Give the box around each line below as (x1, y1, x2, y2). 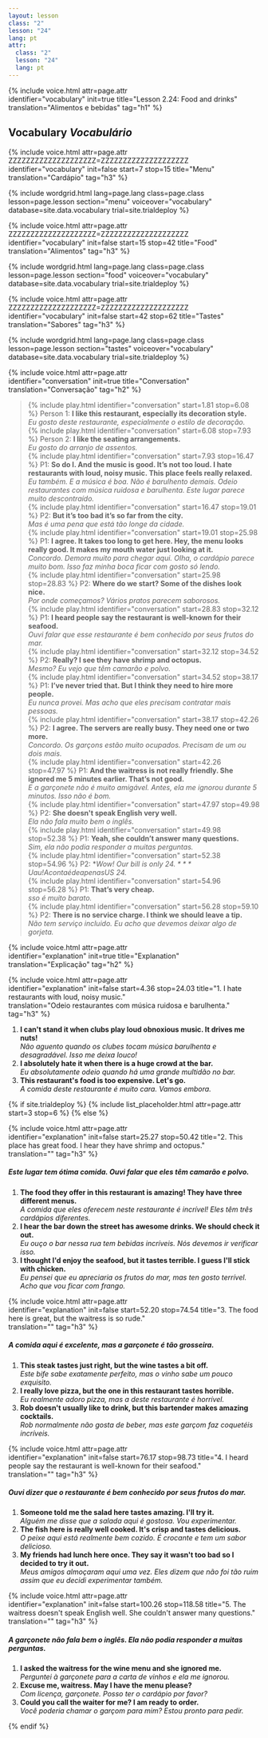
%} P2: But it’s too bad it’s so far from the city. (27, 510, 183, 520)
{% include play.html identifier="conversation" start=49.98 (27, 825, 222, 834)
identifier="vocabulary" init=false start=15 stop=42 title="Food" (8, 238, 218, 247)
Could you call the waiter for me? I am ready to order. (19, 1697, 199, 1708)
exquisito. (19, 1377, 52, 1387)
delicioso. (19, 1541, 52, 1552)
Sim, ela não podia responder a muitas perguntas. (27, 841, 194, 852)
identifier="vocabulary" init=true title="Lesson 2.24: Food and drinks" (8, 94, 238, 104)
